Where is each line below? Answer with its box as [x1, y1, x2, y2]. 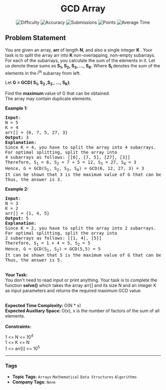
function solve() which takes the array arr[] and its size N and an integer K [5, 282, 157, 288]
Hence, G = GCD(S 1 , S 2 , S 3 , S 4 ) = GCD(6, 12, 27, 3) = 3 [5, 166, 144, 172]
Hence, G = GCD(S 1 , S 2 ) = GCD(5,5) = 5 [5, 246, 101, 253]
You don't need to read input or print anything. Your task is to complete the [5, 277, 158, 283]
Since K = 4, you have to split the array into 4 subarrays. [5, 145, 157, 150]
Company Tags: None [12, 379, 56, 385]
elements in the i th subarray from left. [5, 69, 81, 76]
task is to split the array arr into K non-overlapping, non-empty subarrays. [5, 52, 156, 58]
